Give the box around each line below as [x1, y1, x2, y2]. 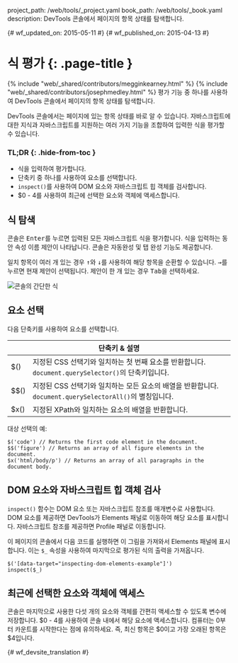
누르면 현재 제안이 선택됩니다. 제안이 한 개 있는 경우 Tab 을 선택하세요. [7, 267, 200, 276]
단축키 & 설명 [98, 343, 140, 353]
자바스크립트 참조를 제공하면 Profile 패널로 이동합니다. [16, 522, 166, 531]
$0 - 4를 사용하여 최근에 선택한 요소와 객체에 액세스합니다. [17, 191, 180, 200]
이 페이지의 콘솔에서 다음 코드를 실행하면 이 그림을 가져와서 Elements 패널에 [7, 537, 217, 545]
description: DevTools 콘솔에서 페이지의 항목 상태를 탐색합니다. [7, 14, 184, 23]
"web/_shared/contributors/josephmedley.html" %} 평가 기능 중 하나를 [7, 88, 209, 96]
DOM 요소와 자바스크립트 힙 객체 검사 [7, 484, 161, 497]
